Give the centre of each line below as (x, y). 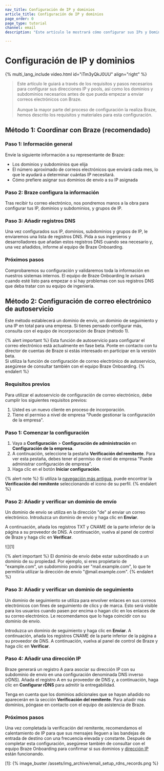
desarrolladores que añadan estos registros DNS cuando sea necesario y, (79, 242)
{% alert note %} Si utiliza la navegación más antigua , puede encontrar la (79, 479)
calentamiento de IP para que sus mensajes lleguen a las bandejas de (75, 733)
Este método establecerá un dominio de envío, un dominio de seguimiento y (81, 321)
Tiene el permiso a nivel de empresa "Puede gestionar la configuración (83, 415)
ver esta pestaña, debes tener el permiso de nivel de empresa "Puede (82, 458)
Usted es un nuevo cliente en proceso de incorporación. (69, 409)
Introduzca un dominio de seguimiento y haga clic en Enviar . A (68, 630)
